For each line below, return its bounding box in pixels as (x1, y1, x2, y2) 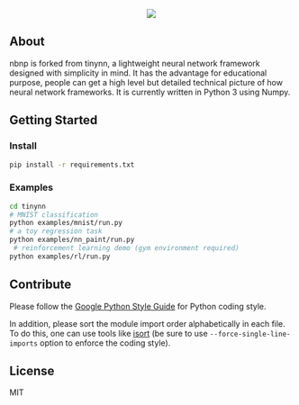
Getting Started (9, 112, 98, 128)
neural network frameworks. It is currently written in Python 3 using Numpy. (9, 86, 291, 97)
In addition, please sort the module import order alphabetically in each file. (9, 318, 285, 328)
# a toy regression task (9, 227, 103, 236)
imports (9, 338, 39, 348)
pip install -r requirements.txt (9, 160, 135, 169)
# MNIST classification (9, 210, 99, 220)
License (9, 364, 55, 378)
